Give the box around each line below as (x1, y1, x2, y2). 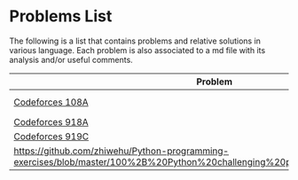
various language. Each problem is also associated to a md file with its (9, 44, 266, 55)
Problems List (9, 6, 113, 27)
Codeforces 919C (13, 130, 90, 143)
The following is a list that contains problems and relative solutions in (9, 35, 262, 46)
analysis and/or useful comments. (9, 54, 133, 65)
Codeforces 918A (13, 115, 89, 128)
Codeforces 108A (13, 96, 89, 108)
